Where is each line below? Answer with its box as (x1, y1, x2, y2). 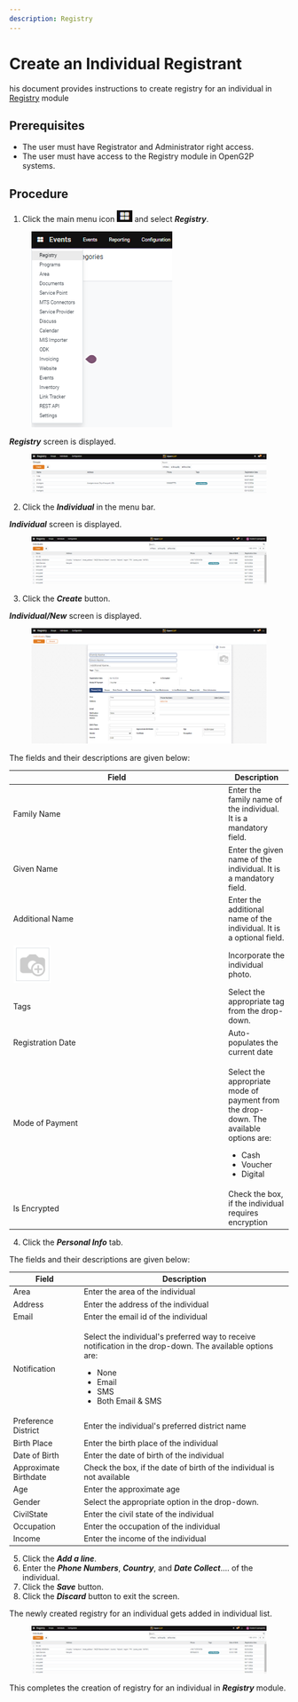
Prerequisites (9, 118, 85, 133)
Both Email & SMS (97, 1396, 162, 1406)
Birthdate (12, 1472, 47, 1483)
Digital (240, 1168, 265, 1179)
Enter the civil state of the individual (83, 1508, 215, 1519)
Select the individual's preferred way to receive (83, 1332, 256, 1342)
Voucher (240, 1159, 273, 1169)
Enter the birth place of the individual (83, 1437, 219, 1448)
